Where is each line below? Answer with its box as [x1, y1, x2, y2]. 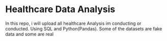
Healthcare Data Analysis [5, 4, 116, 15]
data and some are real [5, 31, 54, 37]
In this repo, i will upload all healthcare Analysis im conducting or [5, 20, 142, 26]
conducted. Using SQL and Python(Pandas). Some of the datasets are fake [5, 25, 162, 31]
